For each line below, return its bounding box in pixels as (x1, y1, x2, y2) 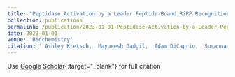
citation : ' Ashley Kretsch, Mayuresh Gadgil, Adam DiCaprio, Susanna (7, 43, 227, 50)
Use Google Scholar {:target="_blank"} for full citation (7, 62, 161, 70)
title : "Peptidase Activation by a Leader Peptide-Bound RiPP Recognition (7, 10, 230, 17)
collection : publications (7, 17, 83, 24)
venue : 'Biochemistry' (7, 36, 73, 43)
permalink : (7, 23, 39, 30)
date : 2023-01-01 (7, 29, 58, 37)
